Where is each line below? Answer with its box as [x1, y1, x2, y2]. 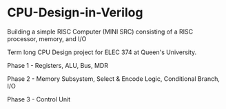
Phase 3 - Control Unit [7, 95, 71, 104]
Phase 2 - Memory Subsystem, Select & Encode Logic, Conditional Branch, [7, 74, 220, 83]
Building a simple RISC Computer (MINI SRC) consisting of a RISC [7, 27, 194, 36]
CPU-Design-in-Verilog [7, 5, 143, 21]
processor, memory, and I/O [7, 34, 87, 43]
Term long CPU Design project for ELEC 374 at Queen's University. [7, 48, 197, 56]
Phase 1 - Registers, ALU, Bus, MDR [7, 61, 109, 69]
